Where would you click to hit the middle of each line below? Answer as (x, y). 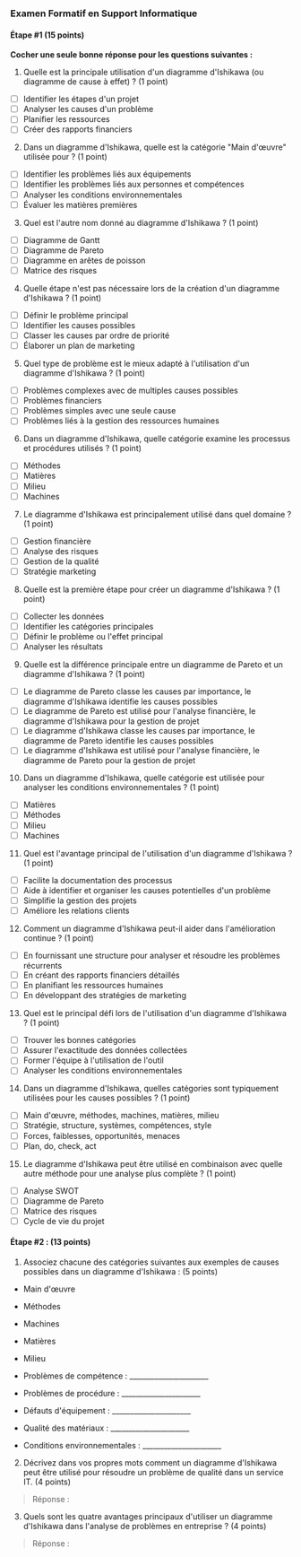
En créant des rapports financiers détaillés (101, 975)
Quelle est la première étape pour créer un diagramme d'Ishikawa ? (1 (151, 589)
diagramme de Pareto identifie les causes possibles (118, 741)
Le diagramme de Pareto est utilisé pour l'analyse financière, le (139, 711)
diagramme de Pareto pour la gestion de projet (109, 761)
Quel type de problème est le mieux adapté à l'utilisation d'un (136, 364)
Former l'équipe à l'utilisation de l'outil (93, 1060)
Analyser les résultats (63, 647)
